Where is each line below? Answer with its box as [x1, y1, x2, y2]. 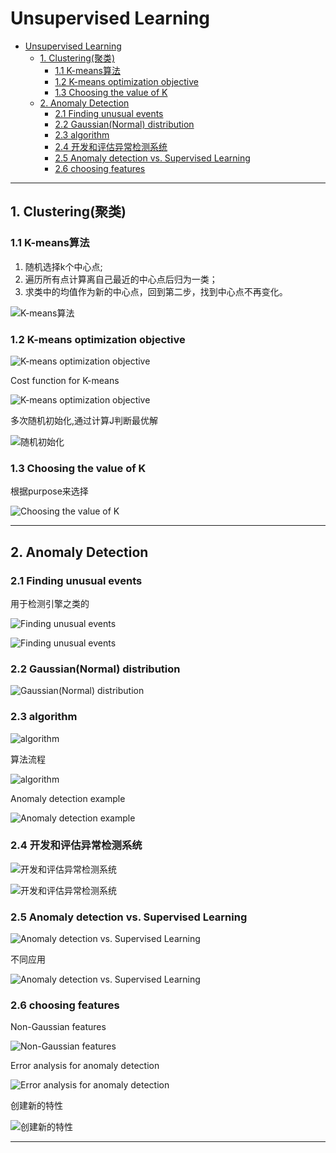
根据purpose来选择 [10, 485, 89, 497]
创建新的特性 [10, 1100, 63, 1112]
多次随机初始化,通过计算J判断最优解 [10, 414, 159, 426]
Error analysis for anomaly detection [10, 1060, 160, 1072]
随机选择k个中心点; [24, 260, 103, 272]
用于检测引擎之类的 [10, 597, 90, 609]
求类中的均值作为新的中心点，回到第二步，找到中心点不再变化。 [24, 285, 288, 297]
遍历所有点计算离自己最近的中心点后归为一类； [24, 273, 218, 285]
